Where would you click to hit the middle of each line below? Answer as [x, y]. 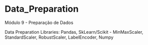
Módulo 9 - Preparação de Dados [39, 22]
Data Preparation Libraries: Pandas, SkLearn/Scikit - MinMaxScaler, [74, 32]
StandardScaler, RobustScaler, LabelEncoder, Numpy [59, 37]
